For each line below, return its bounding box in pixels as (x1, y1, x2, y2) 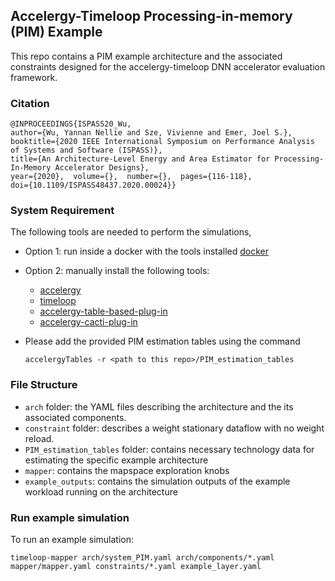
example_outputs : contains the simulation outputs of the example (24, 475, 291, 487)
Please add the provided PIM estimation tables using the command (24, 335, 301, 348)
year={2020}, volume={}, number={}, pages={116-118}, (10, 172, 253, 182)
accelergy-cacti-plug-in (39, 316, 138, 328)
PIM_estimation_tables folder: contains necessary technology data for (24, 443, 315, 455)
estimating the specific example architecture (24, 454, 209, 466)
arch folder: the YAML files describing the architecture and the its (24, 400, 294, 413)
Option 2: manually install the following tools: (24, 265, 210, 277)
